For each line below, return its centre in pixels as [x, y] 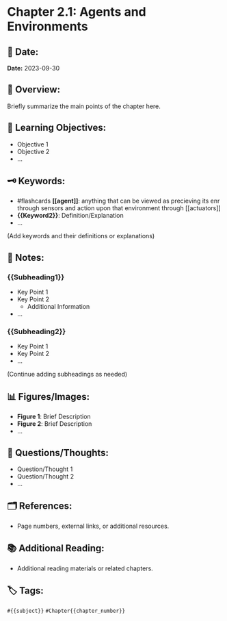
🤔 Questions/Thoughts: [58, 453]
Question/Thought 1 [45, 469]
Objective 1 [32, 144]
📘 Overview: [34, 90]
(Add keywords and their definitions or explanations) [81, 236]
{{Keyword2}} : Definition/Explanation [70, 216]
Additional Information [58, 307]
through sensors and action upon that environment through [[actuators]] [119, 208]
